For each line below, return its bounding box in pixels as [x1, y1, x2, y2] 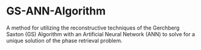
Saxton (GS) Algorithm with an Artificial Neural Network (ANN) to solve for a [6, 30, 195, 37]
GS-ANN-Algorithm [6, 4, 106, 18]
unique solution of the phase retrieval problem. [6, 37, 123, 44]
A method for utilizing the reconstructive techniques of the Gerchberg [6, 24, 180, 31]
